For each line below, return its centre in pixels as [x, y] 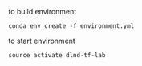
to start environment [42, 41]
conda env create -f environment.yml [71, 26]
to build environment [43, 12]
